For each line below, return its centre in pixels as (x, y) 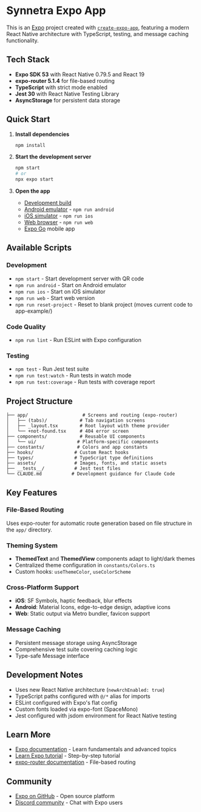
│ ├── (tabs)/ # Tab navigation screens (76, 421)
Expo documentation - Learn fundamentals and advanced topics (96, 749)
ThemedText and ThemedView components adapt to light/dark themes (105, 559)
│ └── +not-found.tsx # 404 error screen (68, 431)
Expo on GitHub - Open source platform (65, 796)
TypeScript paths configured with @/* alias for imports (83, 696)
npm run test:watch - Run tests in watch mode (73, 376)
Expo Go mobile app (49, 229)
